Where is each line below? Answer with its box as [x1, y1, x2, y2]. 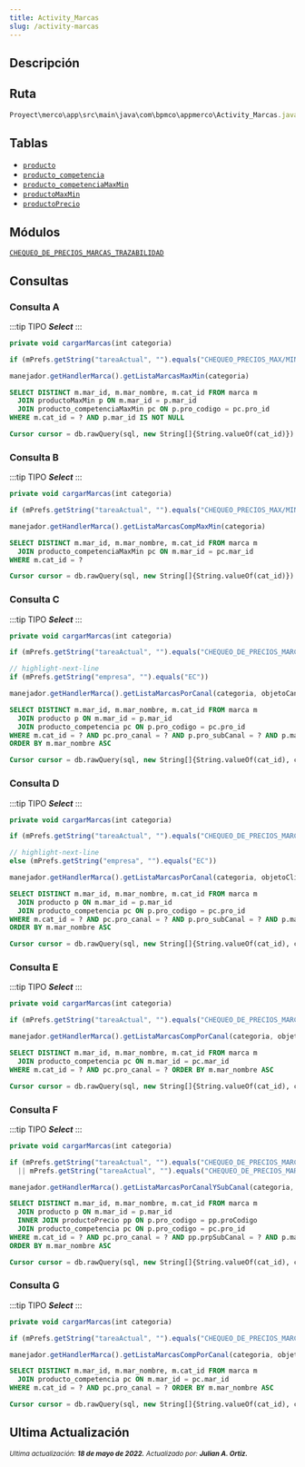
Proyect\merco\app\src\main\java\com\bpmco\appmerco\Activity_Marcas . [9, 110, 282, 119]
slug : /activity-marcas [9, 22, 100, 31]
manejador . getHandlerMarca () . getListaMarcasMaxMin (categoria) [9, 372, 250, 381]
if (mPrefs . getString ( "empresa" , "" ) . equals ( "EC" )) [9, 673, 209, 682]
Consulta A [9, 301, 60, 313]
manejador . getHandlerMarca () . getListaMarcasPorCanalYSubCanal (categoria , [9, 1183, 295, 1192]
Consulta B [9, 451, 59, 463]
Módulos [9, 224, 61, 240]
